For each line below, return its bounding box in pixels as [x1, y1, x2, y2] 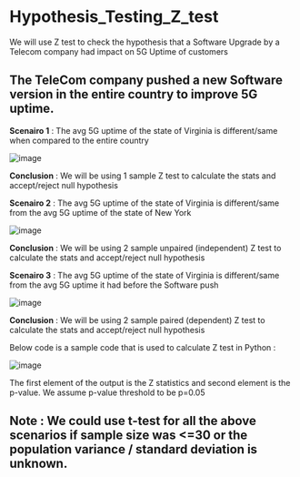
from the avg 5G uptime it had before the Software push [9, 279, 219, 290]
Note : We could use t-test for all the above [9, 413, 256, 429]
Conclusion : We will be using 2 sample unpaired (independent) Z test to [9, 242, 282, 253]
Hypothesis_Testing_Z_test [9, 6, 219, 27]
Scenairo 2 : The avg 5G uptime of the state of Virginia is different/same [9, 198, 280, 208]
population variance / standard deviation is [9, 441, 257, 457]
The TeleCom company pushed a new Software [9, 73, 284, 88]
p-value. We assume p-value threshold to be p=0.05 [9, 387, 205, 398]
